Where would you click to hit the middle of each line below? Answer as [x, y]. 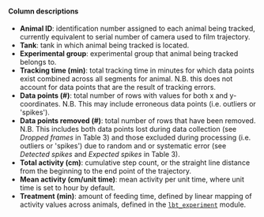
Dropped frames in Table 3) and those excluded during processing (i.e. [135, 137]
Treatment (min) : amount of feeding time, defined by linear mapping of [136, 196]
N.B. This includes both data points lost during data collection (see [128, 129]
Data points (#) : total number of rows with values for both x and [124, 95]
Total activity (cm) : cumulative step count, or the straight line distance [135, 163]
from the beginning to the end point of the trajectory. [106, 171]
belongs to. [38, 62]
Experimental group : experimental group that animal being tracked [129, 54]
